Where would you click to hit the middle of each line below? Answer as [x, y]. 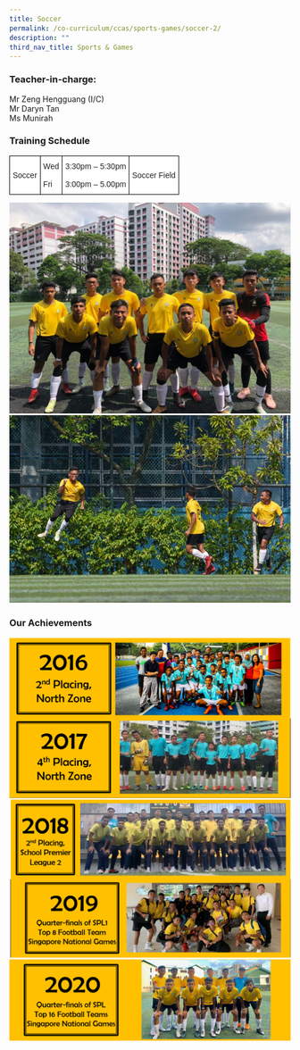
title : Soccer [36, 19]
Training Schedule [50, 141]
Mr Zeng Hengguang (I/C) [57, 99]
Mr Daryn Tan [34, 108]
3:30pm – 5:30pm [96, 166]
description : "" [39, 37]
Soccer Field [154, 175]
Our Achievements [51, 622]
